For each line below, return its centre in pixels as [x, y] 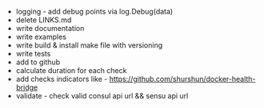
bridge [27, 87]
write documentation [50, 28]
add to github [38, 62]
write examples [41, 37]
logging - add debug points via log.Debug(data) [94, 12]
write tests [33, 54]
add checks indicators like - [62, 79]
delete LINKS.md [44, 20]
